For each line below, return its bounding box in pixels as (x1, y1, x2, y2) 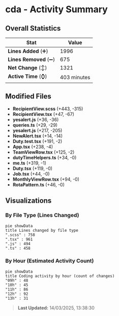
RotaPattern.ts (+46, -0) (12, 181, 65, 187)
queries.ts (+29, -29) (12, 121, 57, 128)
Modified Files (5, 92, 52, 101)
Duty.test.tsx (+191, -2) (12, 138, 63, 144)
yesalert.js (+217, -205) (12, 127, 63, 133)
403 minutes (59, 74, 91, 81)
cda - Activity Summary (5, 4, 108, 15)
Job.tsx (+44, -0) (12, 171, 50, 177)
